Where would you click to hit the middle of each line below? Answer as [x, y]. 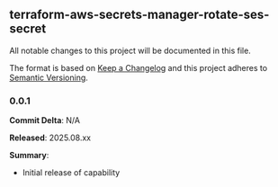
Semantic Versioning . [49, 77]
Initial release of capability [71, 173]
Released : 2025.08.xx [50, 138]
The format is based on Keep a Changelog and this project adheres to [139, 67]
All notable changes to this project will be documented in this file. [130, 50]
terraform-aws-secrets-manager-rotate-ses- [139, 15]
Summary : [29, 156]
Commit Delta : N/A [45, 120]
